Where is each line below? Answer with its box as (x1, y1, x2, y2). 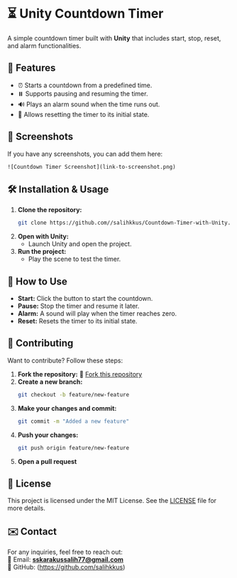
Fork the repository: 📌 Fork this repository (17, 369, 143, 378)
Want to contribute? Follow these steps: (7, 356, 123, 365)
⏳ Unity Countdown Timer (7, 6, 164, 22)
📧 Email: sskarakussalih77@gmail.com (7, 555, 124, 564)
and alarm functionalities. (7, 41, 82, 50)
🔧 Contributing (7, 338, 74, 350)
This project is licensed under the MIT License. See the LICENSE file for (7, 496, 217, 505)
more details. (7, 504, 46, 513)
